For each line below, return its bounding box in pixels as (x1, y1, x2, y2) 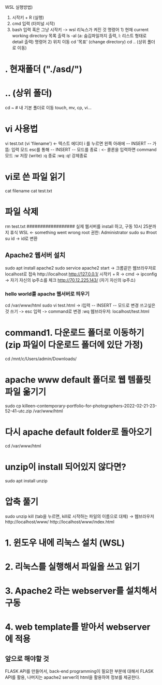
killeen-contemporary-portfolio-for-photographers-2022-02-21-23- (22, 403, 157, 409)
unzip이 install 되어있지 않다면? (5, 462, 127, 473)
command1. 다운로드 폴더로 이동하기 (5, 327, 144, 339)
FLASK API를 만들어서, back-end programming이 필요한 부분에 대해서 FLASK (5, 668, 154, 674)
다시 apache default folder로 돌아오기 (5, 427, 152, 438)
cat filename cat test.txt (5, 188, 52, 193)
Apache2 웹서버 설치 (5, 251, 66, 259)
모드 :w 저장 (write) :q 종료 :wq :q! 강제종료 (5, 153, 88, 159)
